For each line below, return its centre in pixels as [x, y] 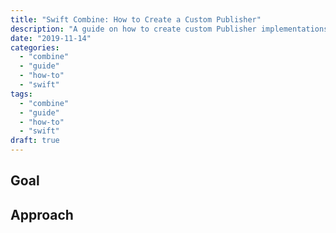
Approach [42, 214]
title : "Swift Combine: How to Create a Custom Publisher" [136, 19]
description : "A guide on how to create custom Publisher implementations [169, 29]
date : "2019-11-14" [51, 38]
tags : [21, 94]
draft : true [35, 141]
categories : [35, 47]
